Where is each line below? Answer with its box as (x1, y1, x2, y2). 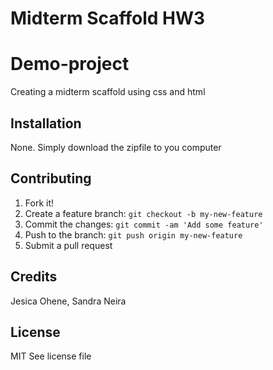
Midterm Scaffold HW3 (10, 7, 206, 30)
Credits (10, 268, 58, 286)
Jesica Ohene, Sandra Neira (10, 295, 127, 307)
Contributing (10, 170, 92, 187)
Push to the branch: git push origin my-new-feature (24, 228, 243, 241)
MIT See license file (10, 350, 92, 362)
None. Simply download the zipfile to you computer (10, 141, 222, 153)
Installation (10, 115, 82, 132)
